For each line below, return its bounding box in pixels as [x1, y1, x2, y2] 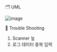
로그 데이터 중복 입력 [12, 42, 53, 47]
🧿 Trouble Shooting [5, 25, 45, 31]
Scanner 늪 [12, 35, 35, 41]
